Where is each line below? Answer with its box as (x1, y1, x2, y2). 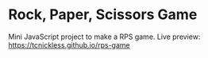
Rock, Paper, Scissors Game (8, 6, 198, 24)
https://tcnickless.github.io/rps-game (8, 40, 130, 49)
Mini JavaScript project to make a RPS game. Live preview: (8, 32, 201, 41)
